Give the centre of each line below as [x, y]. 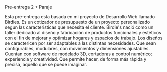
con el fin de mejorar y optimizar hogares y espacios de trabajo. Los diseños [84, 38]
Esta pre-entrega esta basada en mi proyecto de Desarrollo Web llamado [80, 17]
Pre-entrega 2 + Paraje [29, 7]
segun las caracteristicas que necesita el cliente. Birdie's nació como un [79, 27]
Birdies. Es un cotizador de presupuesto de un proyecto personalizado [78, 22]
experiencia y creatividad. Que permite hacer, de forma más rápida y [76, 59]
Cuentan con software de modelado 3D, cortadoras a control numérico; [79, 54]
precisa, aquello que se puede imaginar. [46, 64]
